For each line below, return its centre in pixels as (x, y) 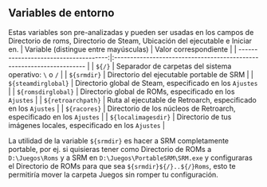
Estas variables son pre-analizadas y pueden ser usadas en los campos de (131, 32)
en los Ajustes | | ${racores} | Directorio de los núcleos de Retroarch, (122, 108)
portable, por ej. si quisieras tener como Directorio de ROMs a (110, 149)
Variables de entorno (61, 13)
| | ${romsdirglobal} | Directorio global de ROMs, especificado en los (122, 92)
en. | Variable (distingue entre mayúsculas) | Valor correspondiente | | (122, 49)
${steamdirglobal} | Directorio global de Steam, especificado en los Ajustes (133, 83)
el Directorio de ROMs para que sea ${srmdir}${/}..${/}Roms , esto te (122, 166)
